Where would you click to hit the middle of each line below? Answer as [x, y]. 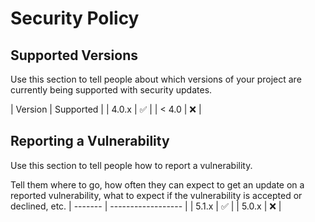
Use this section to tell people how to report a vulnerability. [131, 165]
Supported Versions [74, 55]
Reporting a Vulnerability [90, 141]
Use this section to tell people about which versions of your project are [156, 79]
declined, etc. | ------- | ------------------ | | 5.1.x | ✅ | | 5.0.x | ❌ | [146, 206]
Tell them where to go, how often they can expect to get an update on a [157, 184]
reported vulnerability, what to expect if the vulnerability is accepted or [156, 195]
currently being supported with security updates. [111, 90]
